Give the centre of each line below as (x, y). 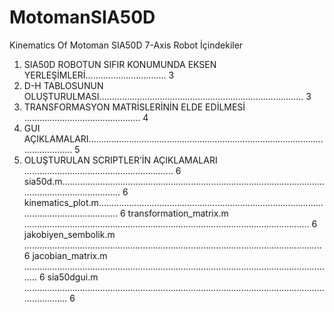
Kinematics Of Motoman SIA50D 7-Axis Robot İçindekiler (126, 45)
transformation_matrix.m (178, 213)
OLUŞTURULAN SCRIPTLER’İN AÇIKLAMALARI (120, 160)
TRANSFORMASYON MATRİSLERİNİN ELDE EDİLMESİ (134, 107)
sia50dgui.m (73, 277)
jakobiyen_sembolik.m (69, 234)
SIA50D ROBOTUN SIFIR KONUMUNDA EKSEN (120, 64)
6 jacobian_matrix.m (65, 255)
